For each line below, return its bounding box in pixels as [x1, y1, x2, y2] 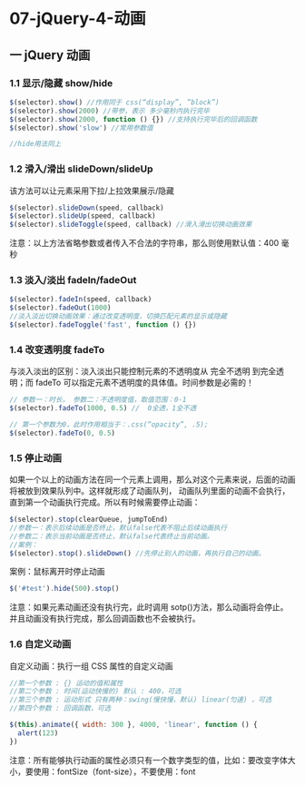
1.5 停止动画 [9, 451, 62, 464]
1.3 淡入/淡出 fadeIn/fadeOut [9, 274, 137, 287]
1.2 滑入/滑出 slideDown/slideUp [9, 162, 153, 175]
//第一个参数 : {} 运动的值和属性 [9, 678, 123, 688]
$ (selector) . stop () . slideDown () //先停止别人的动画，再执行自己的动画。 [9, 548, 266, 558]
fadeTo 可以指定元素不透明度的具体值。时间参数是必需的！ [34, 378, 254, 388]
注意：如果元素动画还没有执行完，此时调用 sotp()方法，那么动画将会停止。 [9, 602, 289, 613]
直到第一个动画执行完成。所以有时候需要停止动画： [9, 496, 201, 508]
